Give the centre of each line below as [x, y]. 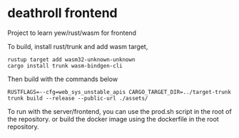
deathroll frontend [62, 13]
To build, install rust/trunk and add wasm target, [78, 46]
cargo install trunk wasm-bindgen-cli [65, 65]
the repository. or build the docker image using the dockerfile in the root [113, 119]
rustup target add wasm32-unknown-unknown [71, 59]
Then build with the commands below [63, 79]
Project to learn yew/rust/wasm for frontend [72, 33]
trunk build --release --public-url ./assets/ [78, 98]
